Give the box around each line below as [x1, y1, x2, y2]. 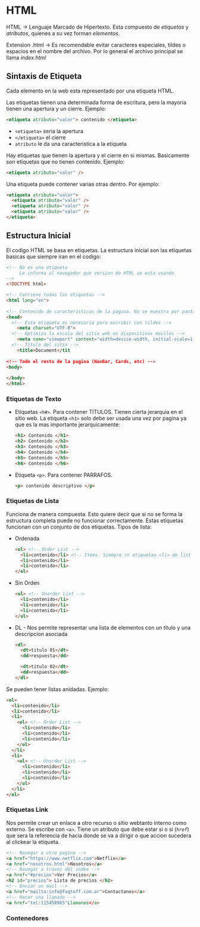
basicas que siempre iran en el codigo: [6, 253, 101, 260]
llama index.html [6, 54, 46, 61]
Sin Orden [14, 579, 40, 587]
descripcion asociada [14, 630, 68, 637]
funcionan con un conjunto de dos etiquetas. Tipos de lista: [6, 523, 152, 530]
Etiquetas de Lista [6, 497, 60, 505]
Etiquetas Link [6, 806, 49, 814]
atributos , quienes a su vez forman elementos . [6, 29, 120, 36]
